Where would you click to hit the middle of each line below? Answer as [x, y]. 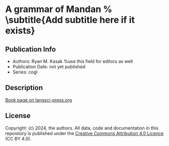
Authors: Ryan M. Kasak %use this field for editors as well [73, 61]
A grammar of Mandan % [59, 9]
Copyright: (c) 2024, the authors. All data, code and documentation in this [82, 128]
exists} [20, 31]
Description [24, 88]
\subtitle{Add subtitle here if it [70, 20]
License [18, 116]
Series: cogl [25, 72]
